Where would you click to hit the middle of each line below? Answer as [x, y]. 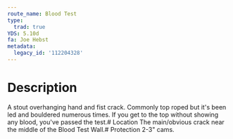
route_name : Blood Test [42, 14]
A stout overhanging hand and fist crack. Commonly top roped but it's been [117, 107]
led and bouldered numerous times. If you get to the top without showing [113, 114]
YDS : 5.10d [23, 33]
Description [42, 88]
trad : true [30, 27]
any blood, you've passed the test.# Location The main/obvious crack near [116, 122]
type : [15, 20]
